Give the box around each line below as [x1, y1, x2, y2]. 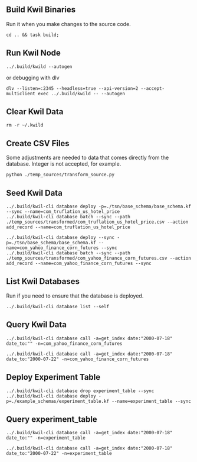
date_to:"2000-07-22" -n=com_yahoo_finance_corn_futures [6, 356, 149, 362]
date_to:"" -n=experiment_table [6, 435, 86, 441]
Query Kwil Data [6, 319, 67, 330]
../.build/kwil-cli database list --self [6, 303, 110, 309]
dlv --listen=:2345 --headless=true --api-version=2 [6, 85, 139, 91]
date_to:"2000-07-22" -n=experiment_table [6, 451, 112, 457]
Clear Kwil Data [6, 106, 64, 117]
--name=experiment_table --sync [111, 398, 192, 404]
